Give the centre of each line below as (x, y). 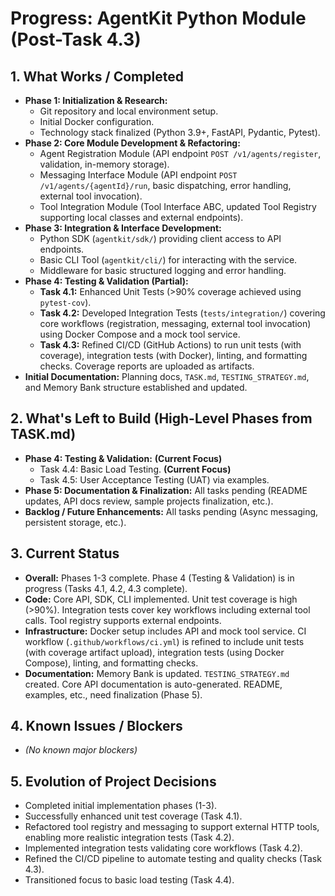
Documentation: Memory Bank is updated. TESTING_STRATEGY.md (157, 673)
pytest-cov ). (65, 302)
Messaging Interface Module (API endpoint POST (138, 175)
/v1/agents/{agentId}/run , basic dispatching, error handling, (165, 185)
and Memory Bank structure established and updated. (136, 387)
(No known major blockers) (81, 750)
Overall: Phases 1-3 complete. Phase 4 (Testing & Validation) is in (159, 578)
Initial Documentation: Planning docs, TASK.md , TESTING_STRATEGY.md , (167, 376)
